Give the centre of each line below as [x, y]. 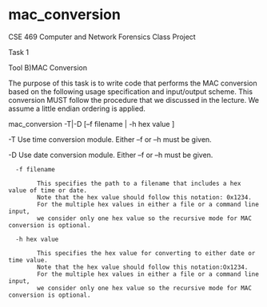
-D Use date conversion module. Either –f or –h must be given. [111, 155]
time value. [28, 260]
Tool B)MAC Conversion [48, 67]
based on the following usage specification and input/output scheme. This [131, 91]
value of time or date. [48, 190]
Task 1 [19, 52]
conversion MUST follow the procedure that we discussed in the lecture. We [134, 100]
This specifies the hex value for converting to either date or [146, 253]
